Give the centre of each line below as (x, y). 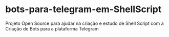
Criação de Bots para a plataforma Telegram (52, 28)
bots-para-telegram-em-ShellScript (83, 9)
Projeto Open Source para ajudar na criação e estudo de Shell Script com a (84, 23)
